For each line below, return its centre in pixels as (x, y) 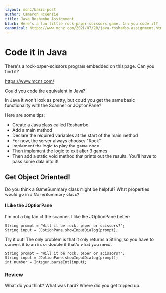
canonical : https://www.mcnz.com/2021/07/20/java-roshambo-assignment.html (85, 28)
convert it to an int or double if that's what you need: (59, 244)
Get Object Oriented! (38, 177)
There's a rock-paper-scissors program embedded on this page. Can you (80, 66)
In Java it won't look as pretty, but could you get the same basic (70, 100)
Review (14, 274)
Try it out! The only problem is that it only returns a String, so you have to (80, 239)
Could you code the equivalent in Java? (45, 91)
